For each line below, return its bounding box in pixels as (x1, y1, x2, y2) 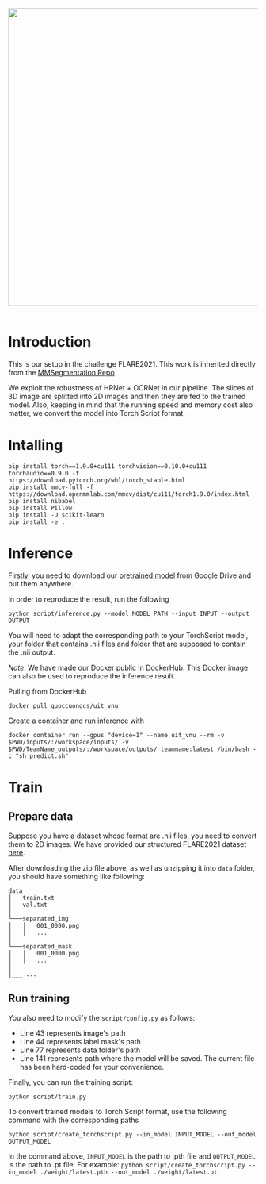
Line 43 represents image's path (19, 1028, 126, 1038)
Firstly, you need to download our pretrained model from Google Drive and (8, 571, 252, 580)
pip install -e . (8, 517, 66, 526)
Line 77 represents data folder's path (19, 1045, 141, 1055)
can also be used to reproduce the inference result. (8, 671, 176, 681)
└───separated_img (8, 914, 69, 923)
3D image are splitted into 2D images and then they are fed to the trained (8, 391, 246, 401)
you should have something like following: (8, 871, 145, 881)
